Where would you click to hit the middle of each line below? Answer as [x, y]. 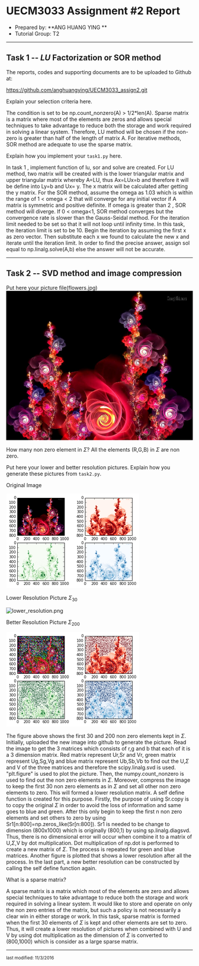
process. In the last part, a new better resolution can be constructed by [93, 862]
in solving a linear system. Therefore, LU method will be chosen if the [91, 132]
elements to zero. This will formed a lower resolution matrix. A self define [95, 793]
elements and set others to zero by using [56, 818]
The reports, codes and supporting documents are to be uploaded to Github [99, 72]
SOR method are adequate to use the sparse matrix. [70, 144]
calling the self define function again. [51, 868]
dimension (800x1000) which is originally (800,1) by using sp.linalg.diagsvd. [98, 830]
